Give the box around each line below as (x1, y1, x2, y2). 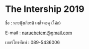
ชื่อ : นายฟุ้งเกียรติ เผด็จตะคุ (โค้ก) (5, 20, 61, 26)
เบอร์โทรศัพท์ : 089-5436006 (5, 39, 60, 45)
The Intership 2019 (5, 3, 85, 15)
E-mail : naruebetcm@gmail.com (5, 30, 72, 36)
